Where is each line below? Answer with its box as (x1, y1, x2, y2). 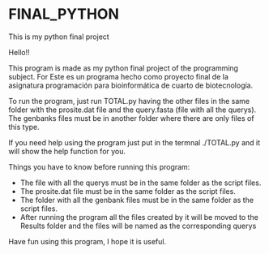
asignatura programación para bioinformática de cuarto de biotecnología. (8, 80, 254, 90)
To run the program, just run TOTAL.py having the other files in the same (8, 96, 250, 105)
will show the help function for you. (8, 146, 126, 156)
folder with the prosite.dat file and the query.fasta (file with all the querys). (8, 105, 257, 114)
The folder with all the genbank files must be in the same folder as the (19, 195, 254, 204)
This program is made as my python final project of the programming (8, 62, 239, 73)
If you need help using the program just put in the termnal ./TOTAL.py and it (8, 137, 261, 147)
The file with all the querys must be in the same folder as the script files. (19, 178, 262, 187)
